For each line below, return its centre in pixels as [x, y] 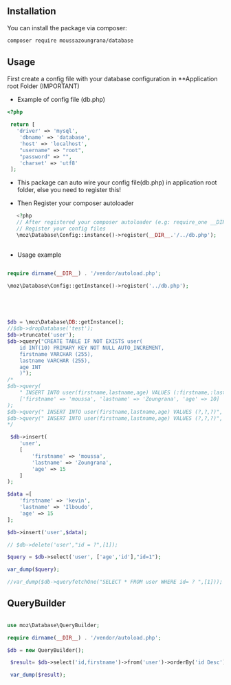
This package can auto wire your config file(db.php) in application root [117, 182]
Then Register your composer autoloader [75, 203]
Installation [32, 11]
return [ [23, 125]
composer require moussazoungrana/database [70, 41]
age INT [30, 367]
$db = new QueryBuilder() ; [46, 650]
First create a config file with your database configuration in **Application [112, 78]
